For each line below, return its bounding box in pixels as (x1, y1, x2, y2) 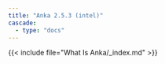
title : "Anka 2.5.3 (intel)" (8, 11, 104, 20)
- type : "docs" (15, 26, 65, 34)
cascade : (8, 19, 37, 27)
